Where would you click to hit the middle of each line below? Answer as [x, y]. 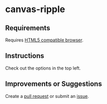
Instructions [25, 56]
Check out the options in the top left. [43, 68]
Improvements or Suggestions [54, 84]
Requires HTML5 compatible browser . [44, 40]
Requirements [28, 28]
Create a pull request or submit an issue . [47, 96]
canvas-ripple [35, 9]
